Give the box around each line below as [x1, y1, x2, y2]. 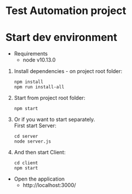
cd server [13, 133, 39, 140]
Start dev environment [5, 31, 118, 44]
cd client [13, 160, 39, 166]
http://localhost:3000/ [22, 182, 76, 189]
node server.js [13, 138, 52, 144]
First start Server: [13, 122, 57, 129]
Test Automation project [5, 4, 127, 18]
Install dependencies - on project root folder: [13, 68, 123, 75]
